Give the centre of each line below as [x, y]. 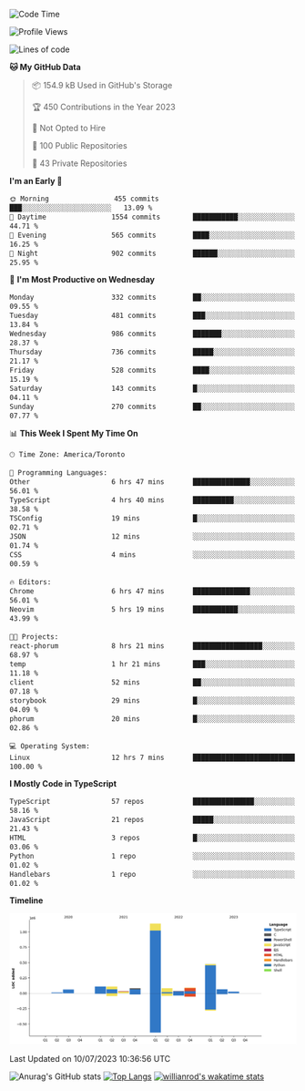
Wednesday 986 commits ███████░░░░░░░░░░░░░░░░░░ [152, 334]
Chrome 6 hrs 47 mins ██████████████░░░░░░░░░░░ [152, 592]
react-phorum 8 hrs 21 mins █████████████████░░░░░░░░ [152, 646]
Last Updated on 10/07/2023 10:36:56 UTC [90, 1058]
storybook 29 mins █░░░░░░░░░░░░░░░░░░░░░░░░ [152, 701]
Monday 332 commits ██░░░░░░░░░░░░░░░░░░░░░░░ [152, 297]
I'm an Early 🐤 [36, 181]
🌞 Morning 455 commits [84, 199]
